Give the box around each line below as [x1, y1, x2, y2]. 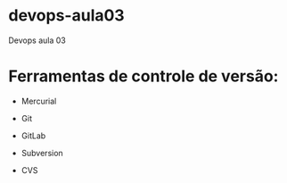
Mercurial [20, 96, 57, 106]
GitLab [20, 130, 46, 141]
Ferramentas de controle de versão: [8, 66, 279, 87]
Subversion [20, 147, 63, 158]
